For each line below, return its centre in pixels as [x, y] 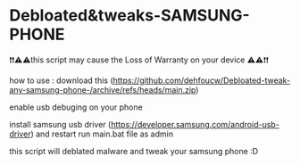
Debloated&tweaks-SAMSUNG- [129, 16]
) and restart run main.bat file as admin [102, 134]
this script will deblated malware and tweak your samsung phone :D [134, 151]
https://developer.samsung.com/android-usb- [195, 124]
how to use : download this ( [61, 80]
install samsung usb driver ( [60, 124]
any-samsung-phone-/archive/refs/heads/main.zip [103, 89]
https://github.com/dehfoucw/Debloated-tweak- [202, 80]
